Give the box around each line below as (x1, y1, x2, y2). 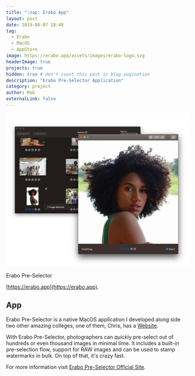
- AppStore (11, 47, 38, 53)
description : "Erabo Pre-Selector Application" (6, 77, 124, 83)
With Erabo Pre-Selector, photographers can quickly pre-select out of (6, 333, 174, 340)
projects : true (6, 65, 43, 71)
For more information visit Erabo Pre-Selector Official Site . (6, 363, 146, 370)
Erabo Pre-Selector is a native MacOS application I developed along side (6, 316, 181, 323)
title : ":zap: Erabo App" (6, 9, 69, 15)
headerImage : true (6, 59, 51, 64)
